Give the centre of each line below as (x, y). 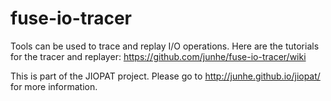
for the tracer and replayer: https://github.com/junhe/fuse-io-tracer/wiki (158, 56)
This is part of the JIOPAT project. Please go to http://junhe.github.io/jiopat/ (165, 76)
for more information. (54, 86)
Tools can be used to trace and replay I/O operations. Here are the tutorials (165, 46)
